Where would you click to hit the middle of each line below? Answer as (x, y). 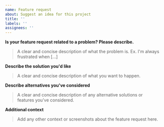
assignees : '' (20, 28)
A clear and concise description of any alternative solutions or (80, 95)
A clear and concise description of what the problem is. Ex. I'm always (88, 52)
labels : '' (16, 23)
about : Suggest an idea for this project (48, 14)
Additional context (25, 110)
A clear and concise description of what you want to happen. (79, 76)
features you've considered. (46, 100)
